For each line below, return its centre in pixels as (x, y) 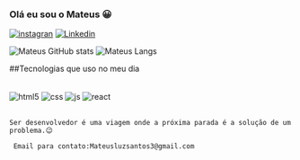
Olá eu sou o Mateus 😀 (61, 14)
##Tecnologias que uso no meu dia (75, 69)
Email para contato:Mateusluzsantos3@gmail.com (104, 146)
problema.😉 (31, 130)
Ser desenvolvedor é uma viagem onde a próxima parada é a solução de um (150, 122)
